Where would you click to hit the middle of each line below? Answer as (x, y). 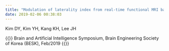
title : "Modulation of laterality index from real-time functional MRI (82, 10)
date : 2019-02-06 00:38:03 (33, 14)
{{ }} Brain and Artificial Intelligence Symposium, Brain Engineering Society (82, 38)
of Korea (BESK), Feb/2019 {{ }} (37, 43)
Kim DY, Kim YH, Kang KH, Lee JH (41, 28)
